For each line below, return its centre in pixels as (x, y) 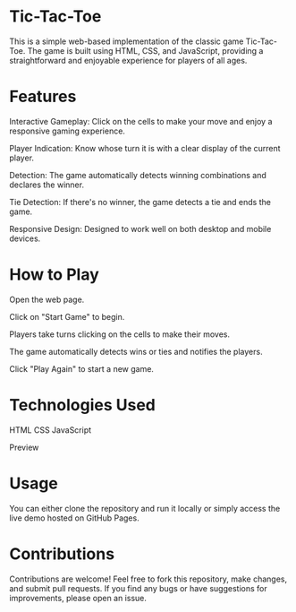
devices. (25, 238)
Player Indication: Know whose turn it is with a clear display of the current (145, 148)
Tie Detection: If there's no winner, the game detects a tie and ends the (140, 202)
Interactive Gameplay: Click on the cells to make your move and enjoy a (141, 121)
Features (43, 97)
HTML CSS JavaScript (51, 430)
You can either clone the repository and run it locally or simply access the (145, 508)
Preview (24, 447)
